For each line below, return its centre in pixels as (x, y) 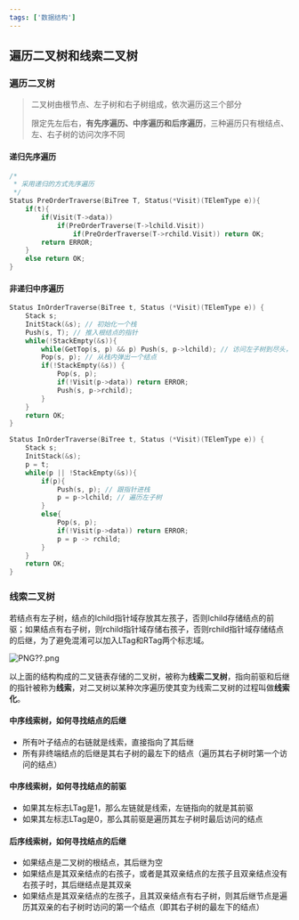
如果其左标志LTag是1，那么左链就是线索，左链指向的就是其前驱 (137, 808)
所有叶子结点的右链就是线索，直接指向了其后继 (108, 742)
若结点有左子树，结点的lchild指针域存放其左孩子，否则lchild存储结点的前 (142, 618)
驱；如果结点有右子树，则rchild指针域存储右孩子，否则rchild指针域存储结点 (147, 629)
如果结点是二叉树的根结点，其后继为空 (92, 863)
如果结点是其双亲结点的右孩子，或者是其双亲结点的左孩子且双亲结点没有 (154, 874)
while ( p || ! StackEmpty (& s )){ (81, 473)
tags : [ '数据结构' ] (43, 17)
